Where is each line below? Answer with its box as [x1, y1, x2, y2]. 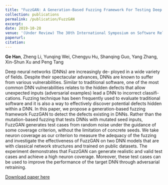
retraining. [5, 164, 26, 170]
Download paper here [5, 173, 50, 180]
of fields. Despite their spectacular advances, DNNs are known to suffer [5, 73, 153, 80]
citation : [5, 40, 26, 45]
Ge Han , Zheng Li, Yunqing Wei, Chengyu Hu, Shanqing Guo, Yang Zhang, [5, 53, 158, 59]
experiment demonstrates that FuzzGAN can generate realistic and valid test [5, 148, 162, 154]
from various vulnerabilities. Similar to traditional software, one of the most [5, 79, 159, 85]
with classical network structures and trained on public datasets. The [5, 143, 147, 149]
